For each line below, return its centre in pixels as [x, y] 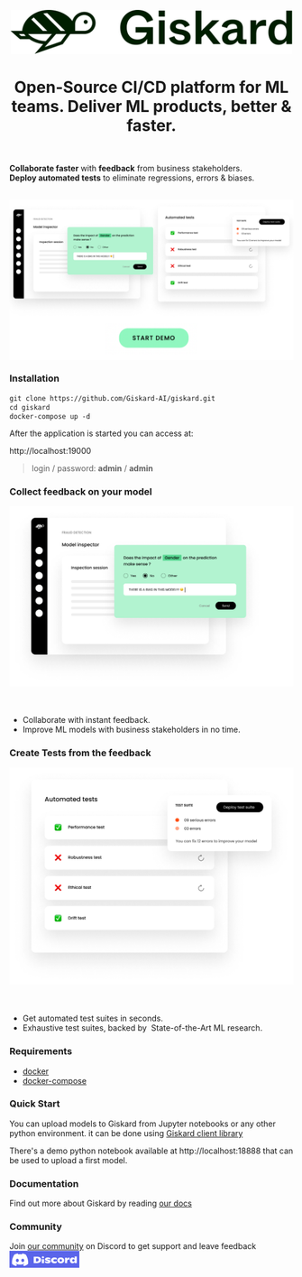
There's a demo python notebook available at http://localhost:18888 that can [151, 1151]
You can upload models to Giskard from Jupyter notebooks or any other [143, 1124]
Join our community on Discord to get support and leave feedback [133, 1246]
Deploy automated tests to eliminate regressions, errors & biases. [132, 178]
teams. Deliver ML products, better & [151, 107]
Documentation [44, 1183]
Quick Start [35, 1104]
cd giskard [30, 407]
